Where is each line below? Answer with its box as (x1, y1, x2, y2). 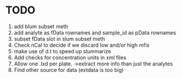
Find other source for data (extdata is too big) (13, 66, 124, 73)
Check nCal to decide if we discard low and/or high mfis (13, 42, 150, 49)
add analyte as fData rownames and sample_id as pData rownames (13, 29, 176, 36)
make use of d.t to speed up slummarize (13, 47, 112, 54)
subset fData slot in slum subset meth (13, 35, 105, 42)
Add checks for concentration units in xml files (13, 54, 126, 61)
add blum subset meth (13, 23, 68, 30)
